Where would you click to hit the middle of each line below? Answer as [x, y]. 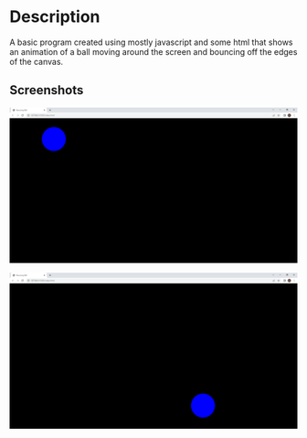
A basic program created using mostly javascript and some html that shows [151, 42]
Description [55, 17]
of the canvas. [37, 61]
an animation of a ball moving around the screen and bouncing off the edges [153, 51]
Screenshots [47, 90]
